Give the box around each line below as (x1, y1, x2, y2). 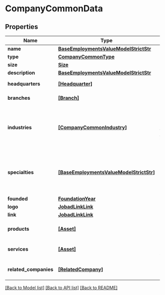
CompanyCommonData (5, 3, 103, 14)
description (7, 69, 35, 76)
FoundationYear (58, 195, 96, 202)
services (7, 246, 28, 252)
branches (7, 94, 30, 101)
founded (7, 195, 28, 202)
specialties (7, 169, 34, 176)
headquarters (7, 81, 40, 87)
